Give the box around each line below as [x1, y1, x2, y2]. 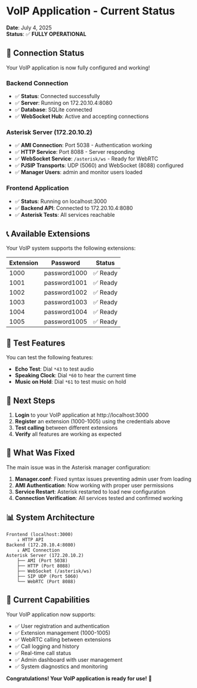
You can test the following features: [6, 354, 94, 361]
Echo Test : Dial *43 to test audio [14, 365, 94, 372]
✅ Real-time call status [14, 649, 72, 656]
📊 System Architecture [6, 513, 95, 523]
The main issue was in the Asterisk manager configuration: [6, 463, 151, 471]
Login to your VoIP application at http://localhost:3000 [14, 411, 149, 419]
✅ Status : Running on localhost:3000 [14, 198, 107, 205]
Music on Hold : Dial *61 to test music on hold [14, 378, 127, 386]
